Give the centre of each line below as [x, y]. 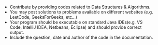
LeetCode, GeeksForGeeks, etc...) [43, 17]
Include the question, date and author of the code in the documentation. [81, 37]
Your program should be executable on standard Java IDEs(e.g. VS [76, 22]
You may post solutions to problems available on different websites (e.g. [81, 12]
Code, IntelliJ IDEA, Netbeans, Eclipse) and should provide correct [75, 27]
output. [17, 32]
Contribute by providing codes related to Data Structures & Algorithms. [80, 7]
